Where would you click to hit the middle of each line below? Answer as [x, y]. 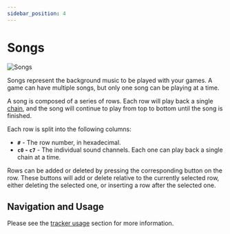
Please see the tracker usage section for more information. [91, 223]
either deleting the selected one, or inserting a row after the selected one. [112, 185]
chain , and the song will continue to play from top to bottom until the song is [115, 108]
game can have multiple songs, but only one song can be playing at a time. [113, 88]
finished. [20, 115]
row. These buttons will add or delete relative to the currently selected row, [113, 177]
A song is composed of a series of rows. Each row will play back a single [110, 101]
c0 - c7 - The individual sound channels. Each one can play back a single [120, 150]
